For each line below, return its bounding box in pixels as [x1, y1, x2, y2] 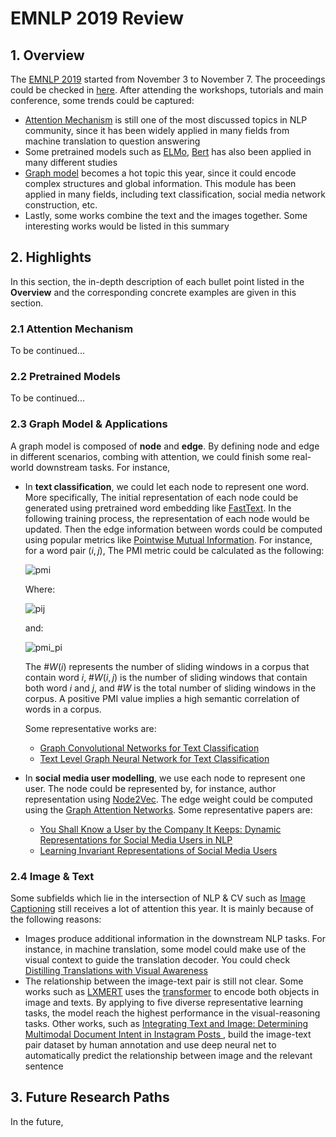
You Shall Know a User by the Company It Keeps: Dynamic [39, 823, 282, 835]
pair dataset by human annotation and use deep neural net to [24, 1039, 277, 1051]
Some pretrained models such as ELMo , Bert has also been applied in [24, 146, 312, 157]
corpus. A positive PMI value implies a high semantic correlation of [24, 692, 300, 704]
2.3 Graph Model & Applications [10, 417, 168, 431]
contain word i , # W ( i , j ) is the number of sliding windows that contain [24, 671, 308, 683]
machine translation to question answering [24, 135, 201, 147]
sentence [24, 1060, 64, 1072]
